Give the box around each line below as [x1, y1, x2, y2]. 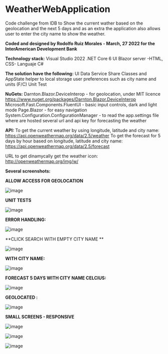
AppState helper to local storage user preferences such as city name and [5, 76, 156, 82]
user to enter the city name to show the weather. [5, 31, 106, 37]
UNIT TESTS [5, 197, 32, 203]
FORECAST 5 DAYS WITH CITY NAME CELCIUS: [5, 275, 106, 281]
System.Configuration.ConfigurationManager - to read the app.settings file [5, 112, 159, 118]
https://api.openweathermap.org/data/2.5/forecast [5, 143, 110, 149]
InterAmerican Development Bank [5, 46, 78, 52]
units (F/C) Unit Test [5, 81, 47, 87]
